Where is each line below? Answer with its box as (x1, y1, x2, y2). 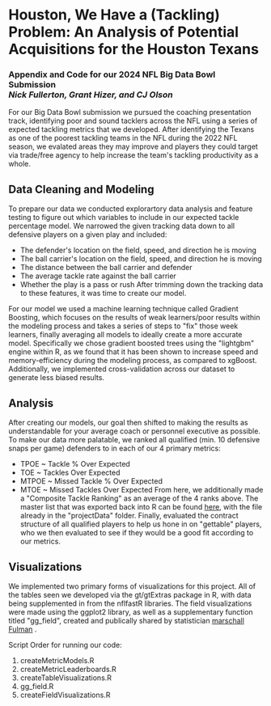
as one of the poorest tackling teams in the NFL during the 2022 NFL (8, 133, 238, 143)
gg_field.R (19, 681, 54, 691)
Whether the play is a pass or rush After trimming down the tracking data (19, 280, 264, 290)
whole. (8, 159, 31, 169)
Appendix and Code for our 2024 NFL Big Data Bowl (8, 69, 216, 80)
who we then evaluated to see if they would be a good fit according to (19, 528, 254, 538)
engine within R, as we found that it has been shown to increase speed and (8, 347, 259, 357)
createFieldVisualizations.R (19, 690, 111, 700)
